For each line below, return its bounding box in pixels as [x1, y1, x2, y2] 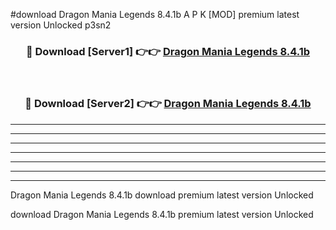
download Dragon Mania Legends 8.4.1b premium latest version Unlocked [10, 208, 314, 220]
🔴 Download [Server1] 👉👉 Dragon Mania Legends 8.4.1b [25, 44, 311, 58]
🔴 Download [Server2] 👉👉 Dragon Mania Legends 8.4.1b [24, 97, 312, 111]
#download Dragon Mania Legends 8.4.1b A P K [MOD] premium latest [10, 9, 300, 20]
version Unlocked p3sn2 [10, 19, 112, 31]
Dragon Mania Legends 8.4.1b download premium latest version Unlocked [10, 189, 314, 201]
